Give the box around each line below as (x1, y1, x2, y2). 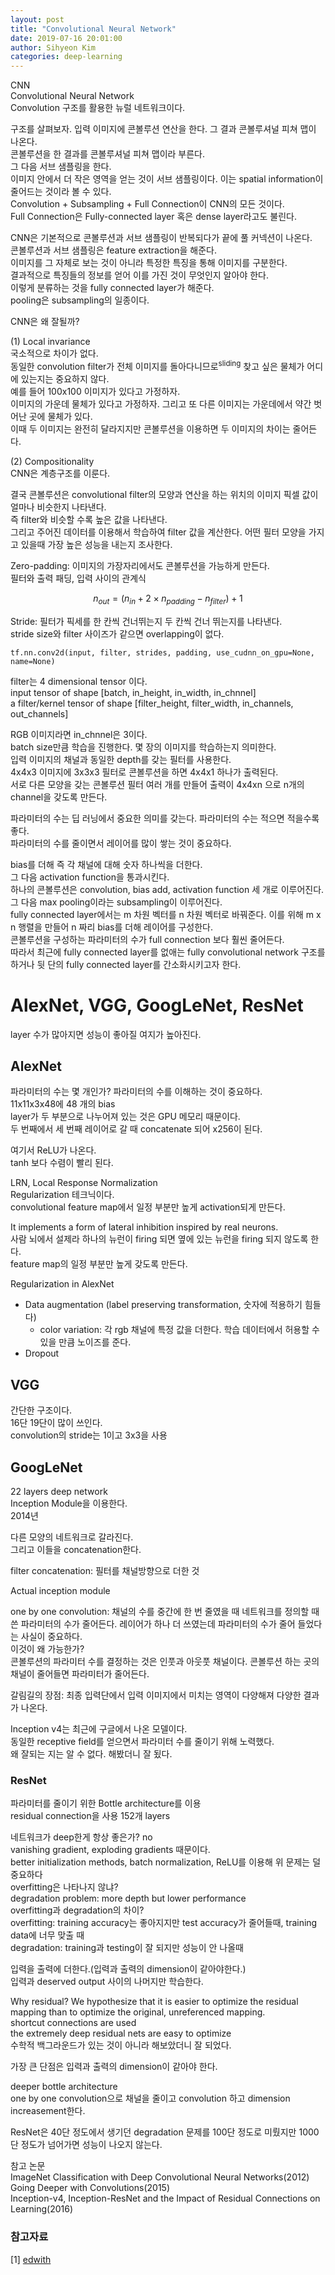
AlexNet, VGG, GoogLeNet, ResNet (10, 994, 304, 1016)
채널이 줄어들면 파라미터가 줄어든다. (10, 1667, 150, 1680)
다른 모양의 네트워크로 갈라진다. (10, 1531, 134, 1543)
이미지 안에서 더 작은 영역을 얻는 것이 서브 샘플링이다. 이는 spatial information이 (10, 173, 324, 185)
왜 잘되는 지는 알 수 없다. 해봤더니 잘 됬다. (10, 1747, 173, 1760)
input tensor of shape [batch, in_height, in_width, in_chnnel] (10, 686, 257, 698)
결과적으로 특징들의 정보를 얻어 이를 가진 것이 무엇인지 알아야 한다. (10, 269, 269, 281)
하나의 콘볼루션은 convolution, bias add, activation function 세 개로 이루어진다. (10, 883, 325, 895)
